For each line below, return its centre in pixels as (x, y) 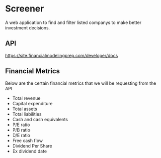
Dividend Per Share (32, 146)
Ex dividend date (30, 151)
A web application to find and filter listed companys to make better (73, 22)
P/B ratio (21, 130)
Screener (25, 9)
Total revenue (26, 98)
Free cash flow (28, 141)
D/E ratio (21, 135)
